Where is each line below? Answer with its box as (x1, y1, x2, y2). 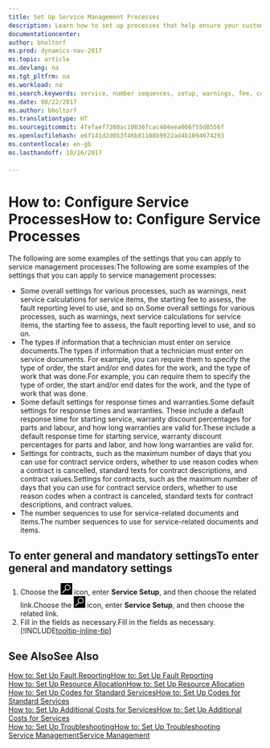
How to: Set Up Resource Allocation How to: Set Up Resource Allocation (8, 680, 245, 689)
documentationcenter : (8, 30, 81, 38)
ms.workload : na (8, 80, 63, 88)
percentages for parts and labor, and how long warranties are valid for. (19, 440, 255, 450)
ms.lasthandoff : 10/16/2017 (8, 149, 103, 157)
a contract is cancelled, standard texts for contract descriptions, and (19, 466, 247, 475)
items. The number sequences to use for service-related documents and (19, 517, 259, 527)
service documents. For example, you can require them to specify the (19, 355, 251, 364)
